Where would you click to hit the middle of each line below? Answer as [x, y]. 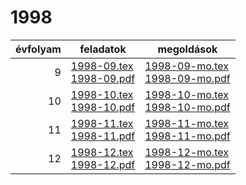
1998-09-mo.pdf [187, 78]
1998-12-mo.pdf [187, 164]
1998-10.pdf [103, 107]
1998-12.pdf [103, 164]
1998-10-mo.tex [186, 94]
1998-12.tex [102, 152]
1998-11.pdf [103, 136]
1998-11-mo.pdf [187, 136]
